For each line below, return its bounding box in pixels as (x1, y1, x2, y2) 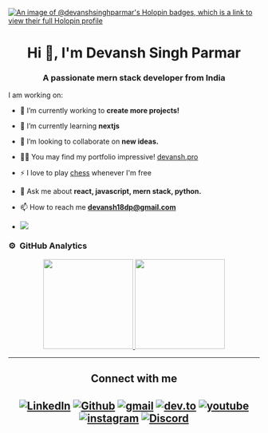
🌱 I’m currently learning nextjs (19, 121, 120, 131)
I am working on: (8, 90, 64, 100)
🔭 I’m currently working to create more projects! (19, 106, 180, 116)
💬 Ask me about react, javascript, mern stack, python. (19, 187, 202, 196)
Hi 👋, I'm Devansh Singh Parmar (26, 44, 242, 62)
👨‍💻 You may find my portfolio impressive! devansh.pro (19, 152, 199, 162)
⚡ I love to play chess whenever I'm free (19, 168, 152, 178)
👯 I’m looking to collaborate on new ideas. (19, 136, 160, 147)
